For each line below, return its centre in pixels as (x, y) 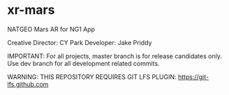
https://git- (193, 77)
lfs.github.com (28, 84)
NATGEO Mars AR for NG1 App (51, 29)
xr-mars (31, 10)
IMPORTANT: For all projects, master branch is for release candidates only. (114, 56)
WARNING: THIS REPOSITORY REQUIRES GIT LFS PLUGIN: (92, 77)
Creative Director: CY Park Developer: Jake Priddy (80, 42)
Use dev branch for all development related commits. (83, 63)
